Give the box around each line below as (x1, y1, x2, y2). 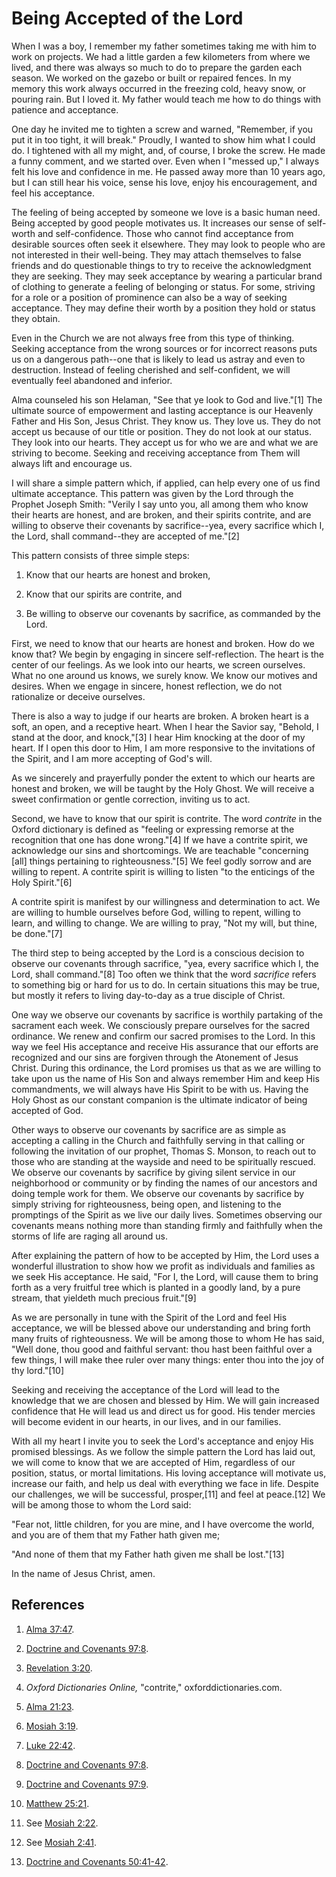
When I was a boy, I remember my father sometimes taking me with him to (11, 40, 317, 52)
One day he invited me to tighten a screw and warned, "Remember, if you (11, 123, 314, 135)
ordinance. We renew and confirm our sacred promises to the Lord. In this (11, 1030, 316, 1042)
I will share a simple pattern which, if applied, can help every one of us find (11, 477, 321, 489)
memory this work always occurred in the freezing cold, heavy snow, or (11, 82, 307, 94)
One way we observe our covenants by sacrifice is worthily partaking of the (11, 1008, 324, 1021)
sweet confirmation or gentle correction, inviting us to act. (11, 793, 251, 805)
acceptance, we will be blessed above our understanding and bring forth (11, 1322, 311, 1334)
